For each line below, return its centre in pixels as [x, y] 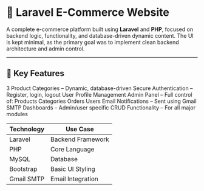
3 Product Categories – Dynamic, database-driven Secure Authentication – [100, 88]
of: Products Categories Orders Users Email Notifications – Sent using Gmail [101, 101]
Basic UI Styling [73, 168]
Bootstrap [23, 168]
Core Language [73, 149]
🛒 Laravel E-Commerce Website [88, 12]
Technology [27, 129]
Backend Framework [80, 139]
